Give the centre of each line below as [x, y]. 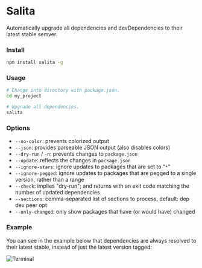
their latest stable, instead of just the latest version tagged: [79, 247]
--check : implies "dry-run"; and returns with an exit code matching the [102, 186]
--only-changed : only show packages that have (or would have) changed [105, 212]
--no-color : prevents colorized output [62, 141]
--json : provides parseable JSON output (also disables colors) [93, 148]
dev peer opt [31, 205]
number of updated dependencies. [58, 193]
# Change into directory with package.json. [63, 91]
